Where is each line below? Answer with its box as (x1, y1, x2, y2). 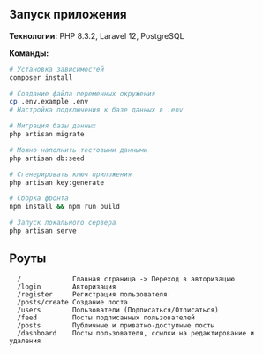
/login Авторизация (17, 282, 116, 291)
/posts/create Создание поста (17, 297, 128, 306)
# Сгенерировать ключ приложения (9, 170, 132, 179)
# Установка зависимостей (9, 65, 104, 73)
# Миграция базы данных (9, 121, 97, 131)
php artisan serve (9, 227, 77, 235)
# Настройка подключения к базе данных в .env (9, 105, 184, 114)
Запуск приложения (9, 7, 127, 22)
